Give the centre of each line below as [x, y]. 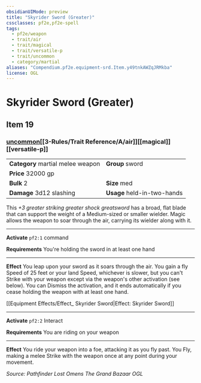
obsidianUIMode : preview [37, 12]
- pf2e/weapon [29, 34]
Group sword [124, 164]
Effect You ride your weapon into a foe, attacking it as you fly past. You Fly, [99, 349]
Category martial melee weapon [55, 164]
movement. [20, 362]
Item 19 [20, 124]
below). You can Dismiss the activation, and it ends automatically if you [94, 285]
